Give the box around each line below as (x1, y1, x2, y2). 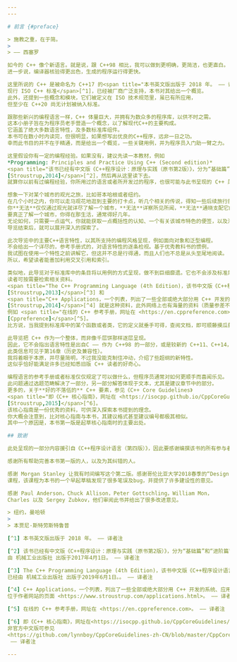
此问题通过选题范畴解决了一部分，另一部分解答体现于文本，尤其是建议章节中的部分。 (7, 380, 217, 387)
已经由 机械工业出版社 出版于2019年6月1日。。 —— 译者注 (7, 573, 153, 581)
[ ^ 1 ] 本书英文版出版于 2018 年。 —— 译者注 (7, 535, 123, 542)
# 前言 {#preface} (7, 23, 59, 30)
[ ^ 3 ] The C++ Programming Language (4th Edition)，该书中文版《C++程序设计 (7, 567, 224, 574)
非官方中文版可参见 (7, 625, 55, 632)
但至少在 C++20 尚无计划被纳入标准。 (7, 100, 104, 108)
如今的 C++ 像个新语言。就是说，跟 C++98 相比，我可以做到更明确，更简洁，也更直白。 (7, 61, 229, 69)
